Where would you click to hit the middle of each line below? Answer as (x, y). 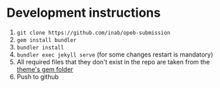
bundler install (40, 47)
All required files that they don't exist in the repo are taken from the (113, 61)
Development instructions (84, 13)
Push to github (38, 76)
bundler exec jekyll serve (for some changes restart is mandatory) (115, 54)
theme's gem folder (45, 69)
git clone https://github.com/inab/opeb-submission (93, 33)
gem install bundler (46, 40)
